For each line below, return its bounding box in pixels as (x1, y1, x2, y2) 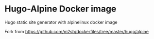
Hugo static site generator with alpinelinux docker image (4, 19, 118, 25)
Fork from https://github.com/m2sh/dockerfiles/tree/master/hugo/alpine (4, 28, 149, 34)
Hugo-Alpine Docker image (4, 3, 117, 14)
